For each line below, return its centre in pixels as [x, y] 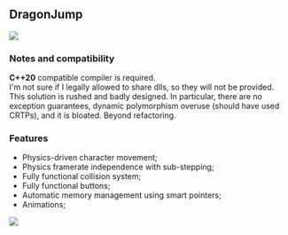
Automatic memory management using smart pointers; [121, 195]
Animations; [44, 205]
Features [29, 138]
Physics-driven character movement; [90, 158]
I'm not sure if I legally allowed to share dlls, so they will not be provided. [142, 87]
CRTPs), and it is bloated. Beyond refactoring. [93, 115]
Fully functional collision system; [82, 176]
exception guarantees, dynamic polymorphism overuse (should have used [144, 106]
